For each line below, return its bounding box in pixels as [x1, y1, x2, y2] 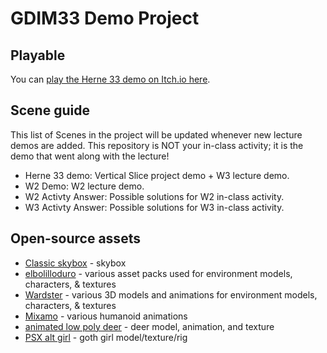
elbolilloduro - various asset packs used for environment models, [24, 267, 293, 279]
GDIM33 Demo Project [10, 7, 200, 30]
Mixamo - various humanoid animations [24, 310, 188, 322]
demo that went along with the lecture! [10, 150, 170, 162]
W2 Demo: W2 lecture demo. [24, 180, 145, 192]
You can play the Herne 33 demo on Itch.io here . [10, 73, 211, 85]
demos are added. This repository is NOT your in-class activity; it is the [10, 139, 304, 151]
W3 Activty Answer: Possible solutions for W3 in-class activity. [24, 201, 285, 213]
